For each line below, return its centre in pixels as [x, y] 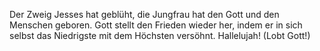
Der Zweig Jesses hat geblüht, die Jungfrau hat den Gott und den [144, 14]
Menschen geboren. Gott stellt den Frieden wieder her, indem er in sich [156, 25]
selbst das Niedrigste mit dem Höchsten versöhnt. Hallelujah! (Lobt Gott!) [160, 35]
